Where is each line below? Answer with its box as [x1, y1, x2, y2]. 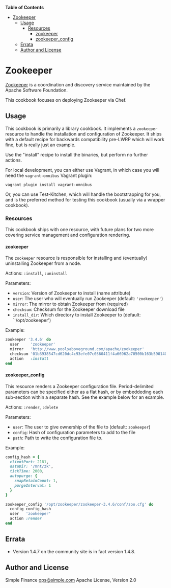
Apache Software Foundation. [5, 87, 68, 93]
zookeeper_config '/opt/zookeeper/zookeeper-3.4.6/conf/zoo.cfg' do [5, 502, 154, 507]
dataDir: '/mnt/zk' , [10, 464, 53, 469]
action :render [10, 516, 42, 521]
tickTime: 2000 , [10, 469, 44, 474]
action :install [10, 356, 49, 361]
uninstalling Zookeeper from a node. [5, 260, 81, 266]
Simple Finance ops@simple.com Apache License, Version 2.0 [5, 577, 136, 583]
